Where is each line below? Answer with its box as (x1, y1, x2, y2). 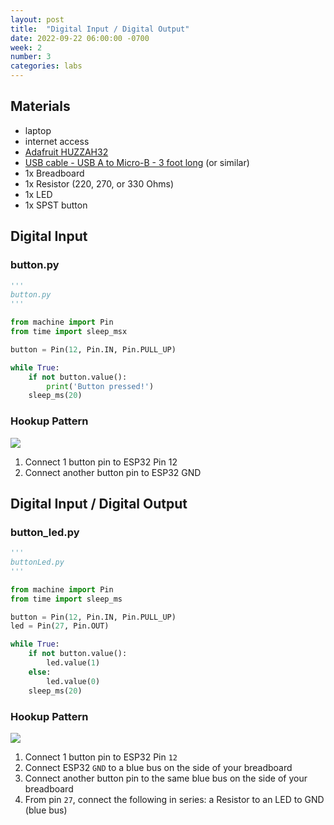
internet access (24, 135, 90, 147)
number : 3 (10, 52, 52, 62)
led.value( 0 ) (46, 676, 101, 686)
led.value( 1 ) (46, 658, 101, 668)
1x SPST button (24, 199, 88, 211)
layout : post (10, 14, 65, 25)
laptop (24, 124, 52, 136)
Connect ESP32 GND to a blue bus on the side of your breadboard (24, 761, 293, 773)
